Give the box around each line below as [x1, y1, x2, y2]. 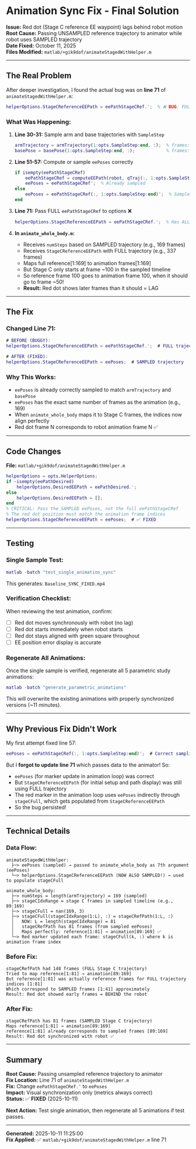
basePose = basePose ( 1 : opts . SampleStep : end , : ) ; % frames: [14, 147, 190, 153]
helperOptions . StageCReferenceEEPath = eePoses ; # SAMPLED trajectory [6, 359, 184, 365]
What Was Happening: [6, 118, 71, 126]
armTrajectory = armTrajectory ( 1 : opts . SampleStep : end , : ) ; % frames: [14, 142, 190, 148]
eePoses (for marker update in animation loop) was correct [14, 772, 155, 779]
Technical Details [6, 826, 71, 836]
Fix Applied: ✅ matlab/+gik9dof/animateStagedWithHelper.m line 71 [6, 1136, 166, 1143]
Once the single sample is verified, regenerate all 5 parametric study [6, 667, 171, 674]
